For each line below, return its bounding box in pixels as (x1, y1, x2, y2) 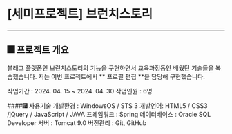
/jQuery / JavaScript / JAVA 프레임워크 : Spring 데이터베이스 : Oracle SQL (7, 110, 211, 118)
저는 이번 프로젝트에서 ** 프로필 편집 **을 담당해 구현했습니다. (38, 72, 205, 80)
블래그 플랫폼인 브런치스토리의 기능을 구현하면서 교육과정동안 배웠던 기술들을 (7, 63, 214, 72)
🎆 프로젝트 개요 (7, 44, 69, 56)
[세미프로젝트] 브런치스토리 (7, 6, 153, 22)
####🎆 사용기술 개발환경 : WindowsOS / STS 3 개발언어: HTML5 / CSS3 (7, 101, 209, 110)
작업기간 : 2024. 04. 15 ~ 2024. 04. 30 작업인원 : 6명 (7, 87, 153, 95)
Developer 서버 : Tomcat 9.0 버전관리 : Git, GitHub (7, 118, 147, 127)
